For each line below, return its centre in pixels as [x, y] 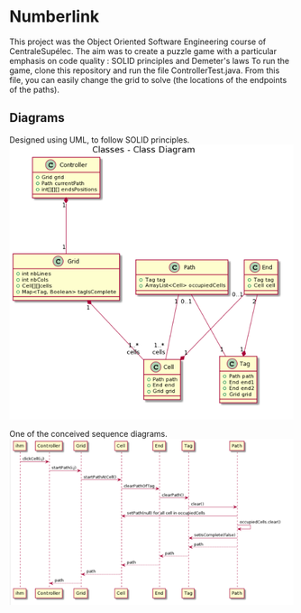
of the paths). [35, 89]
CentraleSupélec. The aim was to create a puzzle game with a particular [143, 51]
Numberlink [55, 17]
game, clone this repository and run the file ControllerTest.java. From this [145, 70]
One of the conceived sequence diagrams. [89, 434]
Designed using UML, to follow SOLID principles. [100, 139]
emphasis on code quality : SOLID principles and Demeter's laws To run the [150, 60]
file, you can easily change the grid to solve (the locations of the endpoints [148, 79]
